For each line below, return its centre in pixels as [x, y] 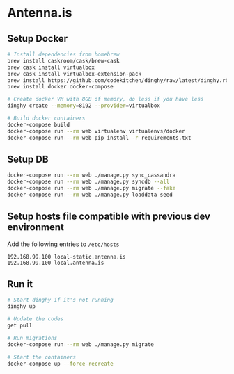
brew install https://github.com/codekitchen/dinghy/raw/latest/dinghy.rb [118, 80]
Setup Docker [38, 39]
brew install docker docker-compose [60, 87]
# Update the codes [36, 319]
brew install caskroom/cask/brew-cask [63, 60]
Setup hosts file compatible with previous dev [109, 217]
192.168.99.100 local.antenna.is [56, 263]
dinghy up [22, 307]
